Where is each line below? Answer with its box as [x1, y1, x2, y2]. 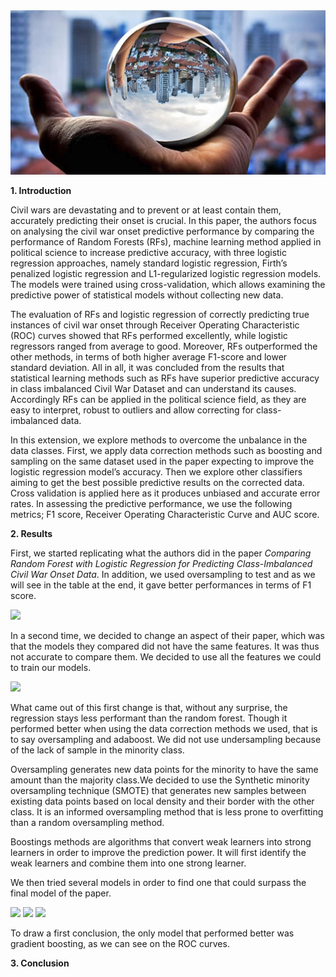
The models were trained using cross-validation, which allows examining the [10, 279, 326, 291]
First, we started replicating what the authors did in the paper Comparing [10, 547, 312, 559]
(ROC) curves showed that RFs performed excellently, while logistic [10, 330, 288, 342]
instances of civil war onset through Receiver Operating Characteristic [10, 319, 300, 331]
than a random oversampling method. [10, 817, 165, 829]
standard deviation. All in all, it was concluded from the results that [10, 362, 285, 374]
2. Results [10, 528, 53, 540]
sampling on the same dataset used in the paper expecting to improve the [10, 455, 315, 468]
